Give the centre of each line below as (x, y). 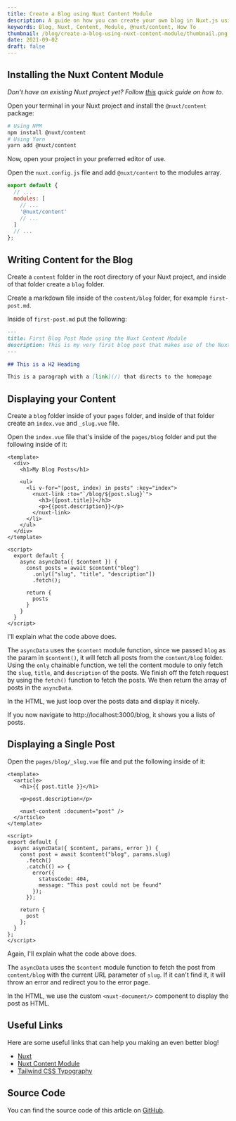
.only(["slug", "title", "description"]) (94, 574)
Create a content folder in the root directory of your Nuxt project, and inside (117, 277)
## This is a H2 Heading (44, 364)
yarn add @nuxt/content (42, 146)
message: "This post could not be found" (100, 885)
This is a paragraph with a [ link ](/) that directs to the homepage (110, 377)
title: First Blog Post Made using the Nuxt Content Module (97, 338)
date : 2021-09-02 (33, 40)
